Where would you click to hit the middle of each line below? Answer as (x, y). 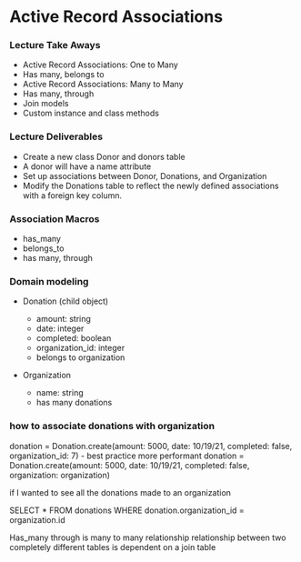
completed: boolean (74, 338)
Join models (45, 104)
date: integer (60, 328)
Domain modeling (49, 281)
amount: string (63, 319)
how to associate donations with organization (112, 427)
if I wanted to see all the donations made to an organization (120, 492)
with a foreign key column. (72, 195)
